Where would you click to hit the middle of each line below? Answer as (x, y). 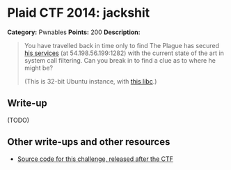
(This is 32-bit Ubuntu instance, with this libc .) (90, 81)
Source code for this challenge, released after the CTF (95, 159)
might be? (39, 68)
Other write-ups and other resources (89, 142)
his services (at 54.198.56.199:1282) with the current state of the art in (124, 53)
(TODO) (18, 120)
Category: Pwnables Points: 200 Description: (74, 32)
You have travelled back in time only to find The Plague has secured (122, 45)
